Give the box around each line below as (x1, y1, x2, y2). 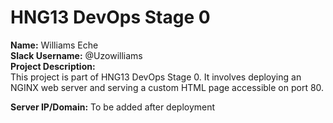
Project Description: (10, 60, 96, 72)
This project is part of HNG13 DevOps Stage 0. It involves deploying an (10, 71, 302, 83)
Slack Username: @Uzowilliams (10, 49, 143, 61)
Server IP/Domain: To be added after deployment (10, 101, 216, 113)
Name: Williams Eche (10, 39, 99, 51)
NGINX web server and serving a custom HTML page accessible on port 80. (10, 81, 325, 93)
